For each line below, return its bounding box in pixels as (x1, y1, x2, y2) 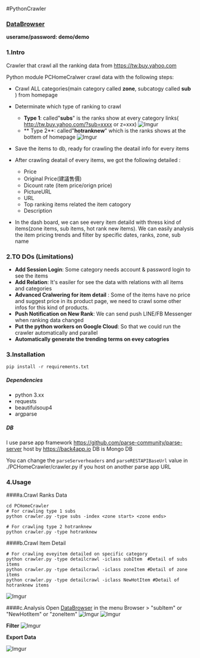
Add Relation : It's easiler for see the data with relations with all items (14, 278, 183, 285)
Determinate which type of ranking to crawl (14, 102, 121, 110)
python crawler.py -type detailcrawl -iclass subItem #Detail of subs (6, 556, 187, 562)
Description (23, 207, 52, 214)
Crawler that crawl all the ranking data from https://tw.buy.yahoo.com (6, 62, 177, 69)
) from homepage (14, 91, 58, 98)
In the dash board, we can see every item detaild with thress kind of (14, 219, 182, 226)
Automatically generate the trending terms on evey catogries (14, 335, 170, 342)
